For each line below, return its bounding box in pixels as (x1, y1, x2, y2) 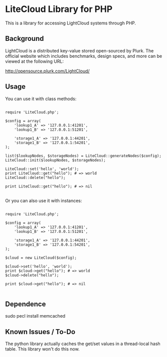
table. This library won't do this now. (5, 346, 80, 352)
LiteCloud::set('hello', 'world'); (5, 166, 79, 172)
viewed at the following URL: (5, 58, 64, 64)
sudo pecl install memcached (5, 313, 66, 319)
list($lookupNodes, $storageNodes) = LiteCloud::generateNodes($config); (5, 153, 162, 158)
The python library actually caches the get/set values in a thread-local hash (5, 341, 161, 347)
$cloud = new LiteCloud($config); (5, 255, 77, 260)
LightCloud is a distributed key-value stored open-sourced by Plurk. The (5, 47, 154, 53)
